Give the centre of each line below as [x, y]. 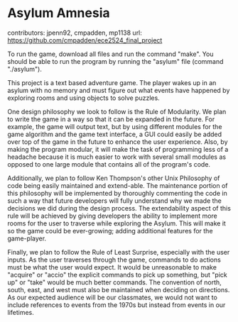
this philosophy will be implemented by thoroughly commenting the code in [117, 193]
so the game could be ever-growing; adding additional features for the [110, 231]
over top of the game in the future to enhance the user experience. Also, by [118, 141]
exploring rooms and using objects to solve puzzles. [83, 98]
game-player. [27, 238]
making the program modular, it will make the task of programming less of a [118, 149]
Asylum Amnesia [59, 13]
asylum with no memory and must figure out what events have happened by [119, 90]
